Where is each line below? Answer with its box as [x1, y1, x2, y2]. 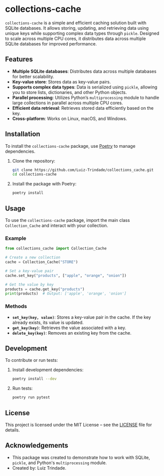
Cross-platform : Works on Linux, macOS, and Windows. [12, 115, 127, 122]
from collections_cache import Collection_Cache [5, 246, 107, 251]
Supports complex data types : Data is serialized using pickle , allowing [12, 84, 158, 90]
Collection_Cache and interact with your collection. [5, 222, 108, 228]
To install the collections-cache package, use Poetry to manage [5, 143, 135, 149]
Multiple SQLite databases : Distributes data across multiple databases [12, 68, 157, 74]
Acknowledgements [5, 441, 68, 450]
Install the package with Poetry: [12, 181, 77, 187]
